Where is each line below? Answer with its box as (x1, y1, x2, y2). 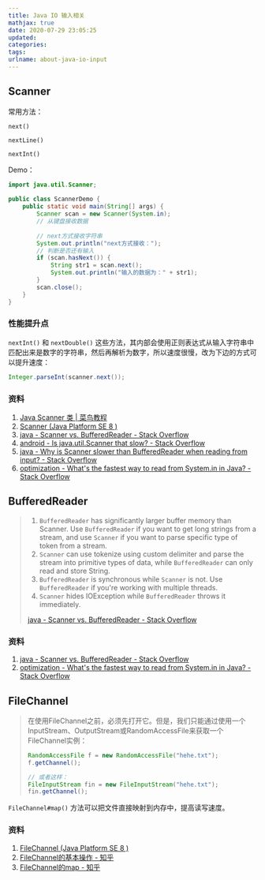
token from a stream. (39, 541, 108, 550)
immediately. (39, 599, 81, 609)
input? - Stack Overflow (19, 455, 97, 465)
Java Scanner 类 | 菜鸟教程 (19, 413, 108, 422)
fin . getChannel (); (27, 788, 88, 796)
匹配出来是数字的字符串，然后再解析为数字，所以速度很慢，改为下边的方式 (8, 347, 250, 357)
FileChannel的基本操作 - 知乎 (19, 852, 114, 862)
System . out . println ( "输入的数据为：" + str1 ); (50, 269, 199, 277)
